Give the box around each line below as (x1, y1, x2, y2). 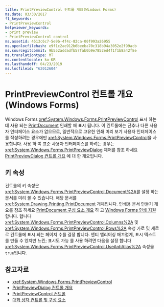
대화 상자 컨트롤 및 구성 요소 (12, 297, 66, 303)
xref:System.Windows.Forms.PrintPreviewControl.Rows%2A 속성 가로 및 (5, 225, 150, 231)
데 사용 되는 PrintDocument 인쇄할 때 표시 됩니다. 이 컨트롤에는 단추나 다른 (5, 122, 149, 128)
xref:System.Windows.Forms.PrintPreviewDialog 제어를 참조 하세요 (5, 147, 138, 153)
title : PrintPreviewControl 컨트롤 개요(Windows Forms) (5, 7, 117, 12)
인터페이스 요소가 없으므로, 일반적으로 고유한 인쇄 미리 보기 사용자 (10, 128, 136, 134)
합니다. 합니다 (5, 213, 32, 219)
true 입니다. (5, 250, 27, 256)
